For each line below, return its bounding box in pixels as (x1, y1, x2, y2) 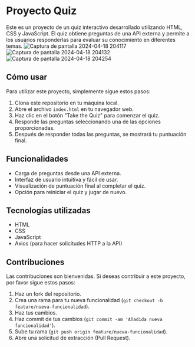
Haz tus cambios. (14, 309, 57, 316)
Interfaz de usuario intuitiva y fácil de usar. (14, 176, 118, 183)
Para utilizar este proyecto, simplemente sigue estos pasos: (6, 87, 151, 95)
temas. (6, 42, 23, 50)
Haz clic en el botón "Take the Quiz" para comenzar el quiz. (14, 112, 160, 119)
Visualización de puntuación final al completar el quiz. (14, 182, 146, 189)
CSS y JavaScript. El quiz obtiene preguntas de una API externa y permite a (6, 30, 190, 37)
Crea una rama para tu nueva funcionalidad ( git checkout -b (14, 297, 163, 304)
